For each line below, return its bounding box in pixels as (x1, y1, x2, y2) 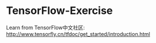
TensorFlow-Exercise (6, 4, 113, 17)
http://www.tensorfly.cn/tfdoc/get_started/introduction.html (6, 30, 150, 37)
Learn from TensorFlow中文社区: (6, 24, 85, 31)
